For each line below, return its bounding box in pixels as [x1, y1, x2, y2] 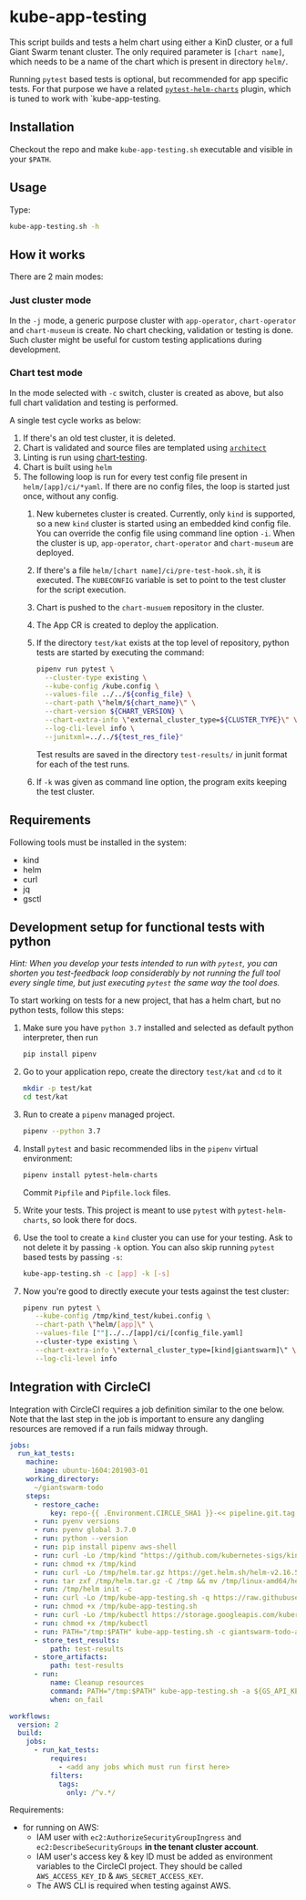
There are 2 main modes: [9, 271, 104, 282]
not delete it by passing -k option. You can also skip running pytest [22, 1241, 275, 1252]
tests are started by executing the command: [36, 646, 205, 658]
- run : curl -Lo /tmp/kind [33, 1550, 137, 1560]
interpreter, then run [22, 1032, 98, 1043]
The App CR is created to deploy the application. [36, 619, 219, 631]
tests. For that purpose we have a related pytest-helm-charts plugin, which [9, 83, 291, 94]
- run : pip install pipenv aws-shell [33, 1542, 178, 1552]
